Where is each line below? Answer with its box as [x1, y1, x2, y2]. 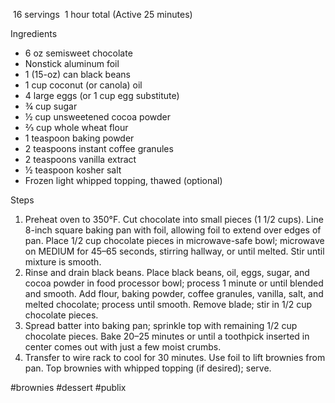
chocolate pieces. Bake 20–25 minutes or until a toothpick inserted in [24, 330, 310, 342]
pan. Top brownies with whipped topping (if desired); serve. [24, 362, 272, 374]
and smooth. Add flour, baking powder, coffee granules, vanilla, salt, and [24, 288, 324, 299]
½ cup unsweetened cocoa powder [24, 111, 172, 123]
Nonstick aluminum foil [24, 58, 120, 69]
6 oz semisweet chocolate [24, 47, 133, 59]
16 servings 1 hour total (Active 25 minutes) [12, 9, 193, 20]
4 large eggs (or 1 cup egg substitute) [24, 90, 180, 101]
